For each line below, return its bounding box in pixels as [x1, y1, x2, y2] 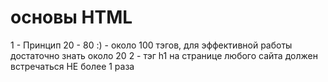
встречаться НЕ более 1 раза [10, 60, 135, 72]
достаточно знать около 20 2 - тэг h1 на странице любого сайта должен [10, 49, 318, 61]
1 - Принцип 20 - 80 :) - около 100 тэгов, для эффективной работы [10, 39, 293, 51]
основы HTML [10, 6, 133, 29]
